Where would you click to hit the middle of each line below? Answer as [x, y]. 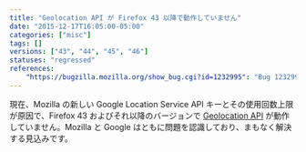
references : [32, 69]
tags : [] [26, 43]
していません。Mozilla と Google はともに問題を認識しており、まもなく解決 [151, 127]
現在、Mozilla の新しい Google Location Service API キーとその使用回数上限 [152, 104]
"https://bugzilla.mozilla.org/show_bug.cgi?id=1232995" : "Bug [148, 77]
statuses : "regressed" [52, 60]
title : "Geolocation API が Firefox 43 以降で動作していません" [125, 18]
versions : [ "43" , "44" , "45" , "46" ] [79, 52]
